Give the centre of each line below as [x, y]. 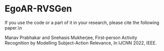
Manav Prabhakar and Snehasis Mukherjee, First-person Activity [71, 37]
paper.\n [13, 27]
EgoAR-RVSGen [38, 9]
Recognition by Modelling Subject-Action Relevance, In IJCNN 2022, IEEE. [81, 42]
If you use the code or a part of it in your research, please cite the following [82, 22]
